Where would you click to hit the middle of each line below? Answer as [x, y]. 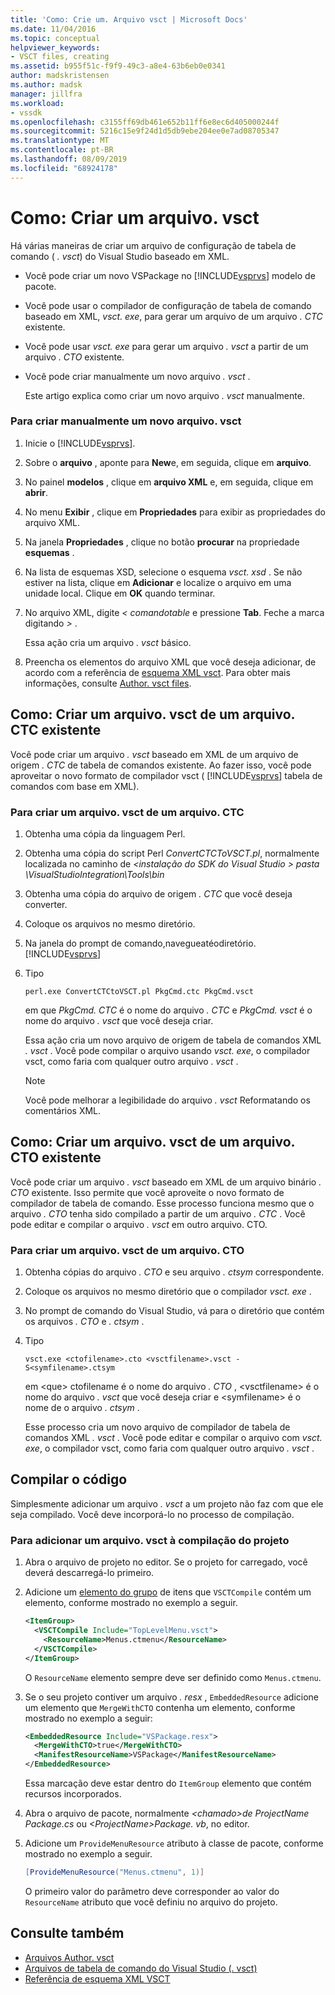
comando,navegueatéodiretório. [190, 943]
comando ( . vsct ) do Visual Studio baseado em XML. [120, 256]
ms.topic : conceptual [55, 38]
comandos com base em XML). [75, 786]
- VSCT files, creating [60, 57]
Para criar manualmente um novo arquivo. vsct [126, 421]
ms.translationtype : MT [60, 141]
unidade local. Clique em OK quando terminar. [120, 593]
